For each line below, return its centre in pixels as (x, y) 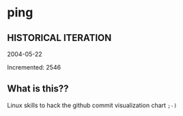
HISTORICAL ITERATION (59, 38)
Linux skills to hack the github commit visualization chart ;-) (92, 105)
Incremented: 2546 (34, 67)
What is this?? (38, 89)
